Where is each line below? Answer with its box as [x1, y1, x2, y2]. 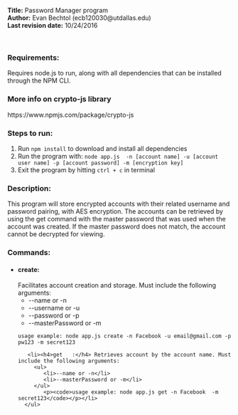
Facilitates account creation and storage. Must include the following [17, 281, 217, 290]
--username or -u [28, 304, 80, 312]
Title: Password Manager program [7, 6, 109, 14]
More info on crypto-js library [7, 94, 112, 104]
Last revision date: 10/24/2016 [7, 21, 98, 29]
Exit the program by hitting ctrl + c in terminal [17, 165, 155, 174]
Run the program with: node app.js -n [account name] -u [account [17, 152, 219, 160]
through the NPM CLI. [7, 76, 71, 85]
